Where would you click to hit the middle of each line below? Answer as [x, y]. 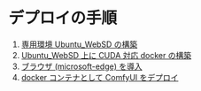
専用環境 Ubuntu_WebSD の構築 [79, 44]
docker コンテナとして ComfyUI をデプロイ [100, 77]
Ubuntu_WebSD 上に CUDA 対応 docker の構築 [106, 55]
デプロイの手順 [63, 18]
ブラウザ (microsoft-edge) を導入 [81, 66]
